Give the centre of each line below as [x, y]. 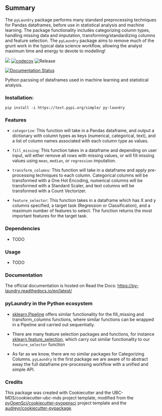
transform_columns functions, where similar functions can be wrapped [83, 319]
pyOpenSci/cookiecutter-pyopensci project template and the [66, 403]
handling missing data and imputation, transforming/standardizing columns [80, 35]
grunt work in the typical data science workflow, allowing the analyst [74, 45]
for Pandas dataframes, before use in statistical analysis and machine [75, 25]
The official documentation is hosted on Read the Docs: [61, 286]
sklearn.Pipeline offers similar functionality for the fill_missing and [78, 314]
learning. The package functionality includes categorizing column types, [78, 30]
